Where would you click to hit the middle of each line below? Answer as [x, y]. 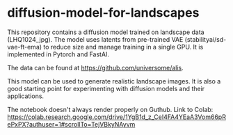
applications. [25, 96]
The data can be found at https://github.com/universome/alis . [96, 67]
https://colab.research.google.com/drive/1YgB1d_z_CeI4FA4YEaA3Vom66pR [116, 117]
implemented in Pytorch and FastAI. [58, 54]
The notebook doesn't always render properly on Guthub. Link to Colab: [110, 109]
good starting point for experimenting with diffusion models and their [106, 88]
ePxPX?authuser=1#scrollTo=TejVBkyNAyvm [71, 124]
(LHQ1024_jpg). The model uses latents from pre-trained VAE [95, 39]
